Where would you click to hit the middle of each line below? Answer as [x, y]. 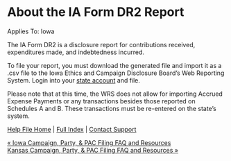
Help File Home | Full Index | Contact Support [72, 129]
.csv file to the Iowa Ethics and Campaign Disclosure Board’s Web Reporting [116, 73]
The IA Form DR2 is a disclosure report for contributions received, [101, 44]
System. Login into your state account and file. [74, 80]
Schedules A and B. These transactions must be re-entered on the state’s [112, 108]
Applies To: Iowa [31, 31]
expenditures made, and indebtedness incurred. [76, 52]
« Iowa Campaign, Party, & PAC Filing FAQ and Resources [89, 142]
